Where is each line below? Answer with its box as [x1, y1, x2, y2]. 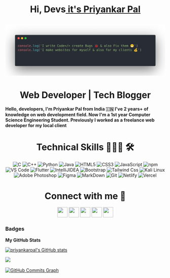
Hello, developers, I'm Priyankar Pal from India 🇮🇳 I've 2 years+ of [5, 106, 149, 112]
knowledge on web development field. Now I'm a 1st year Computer [5, 112, 151, 118]
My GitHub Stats [5, 237, 41, 243]
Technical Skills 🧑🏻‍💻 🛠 [36, 141, 134, 153]
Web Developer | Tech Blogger [19, 89, 151, 101]
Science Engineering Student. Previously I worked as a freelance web [5, 117, 155, 123]
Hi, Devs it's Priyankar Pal [29, 4, 141, 15]
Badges [5, 225, 24, 232]
